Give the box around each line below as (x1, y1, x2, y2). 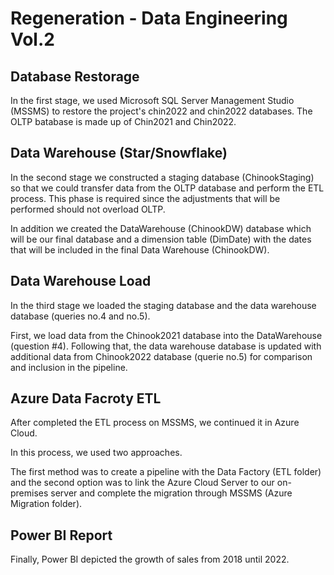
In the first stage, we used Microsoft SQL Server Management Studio (10, 95, 295, 106)
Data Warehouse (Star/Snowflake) (10, 145, 228, 162)
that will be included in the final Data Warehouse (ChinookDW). (10, 243, 270, 256)
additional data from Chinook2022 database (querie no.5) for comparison (10, 350, 313, 362)
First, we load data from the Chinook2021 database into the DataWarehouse (10, 329, 323, 341)
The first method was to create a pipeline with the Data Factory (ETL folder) (10, 466, 322, 478)
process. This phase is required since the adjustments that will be (10, 192, 281, 204)
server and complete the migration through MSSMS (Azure (50, 487, 293, 499)
